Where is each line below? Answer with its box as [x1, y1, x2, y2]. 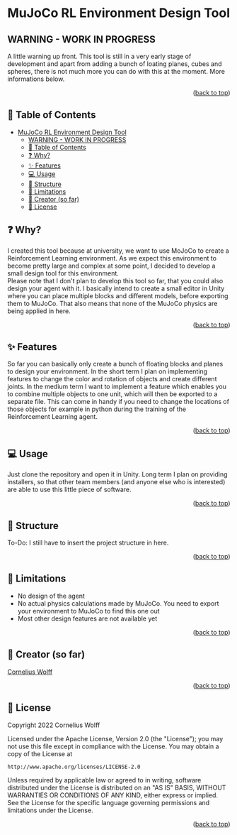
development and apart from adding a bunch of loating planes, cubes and [7, 60, 222, 68]
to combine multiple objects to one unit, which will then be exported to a [7, 390, 218, 398]
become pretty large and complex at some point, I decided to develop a [7, 261, 216, 270]
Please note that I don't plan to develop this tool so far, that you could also [7, 276, 224, 285]
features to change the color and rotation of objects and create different [7, 375, 217, 383]
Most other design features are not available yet [17, 614, 158, 623]
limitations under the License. [7, 806, 93, 814]
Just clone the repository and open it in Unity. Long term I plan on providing [7, 470, 228, 479]
